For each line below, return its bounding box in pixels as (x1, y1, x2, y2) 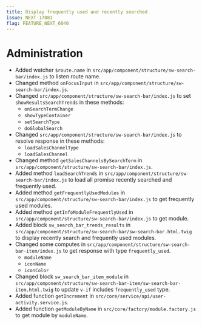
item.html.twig (15, 287, 54, 293)
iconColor (24, 268, 50, 274)
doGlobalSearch (24, 126, 62, 132)
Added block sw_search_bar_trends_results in (15, 221, 131, 228)
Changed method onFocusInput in (15, 80, 99, 87)
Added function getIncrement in (15, 292, 95, 299)
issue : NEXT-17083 (6, 15, 53, 21)
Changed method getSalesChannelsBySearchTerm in (15, 157, 143, 164)
